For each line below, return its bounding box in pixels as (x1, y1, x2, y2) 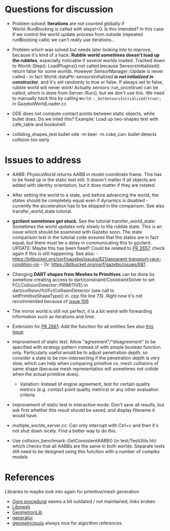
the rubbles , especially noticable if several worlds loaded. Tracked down (12, 57, 165, 63)
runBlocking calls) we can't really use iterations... (12, 37, 116, 43)
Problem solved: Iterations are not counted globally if (12, 20, 125, 26)
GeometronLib (12, 509, 43, 515)
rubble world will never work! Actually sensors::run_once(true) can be (12, 84, 159, 90)
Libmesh (12, 504, 31, 510)
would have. (12, 412, 38, 418)
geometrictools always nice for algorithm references (12, 520, 122, 526)
